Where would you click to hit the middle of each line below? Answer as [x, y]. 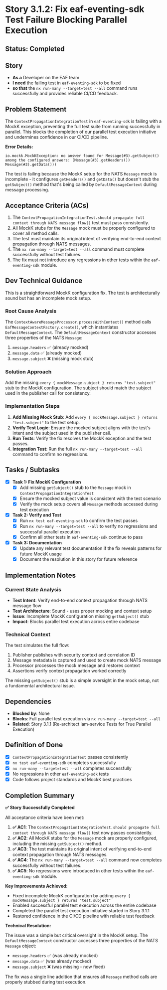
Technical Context [28, 634]
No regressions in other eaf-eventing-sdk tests [61, 774]
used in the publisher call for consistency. [48, 393]
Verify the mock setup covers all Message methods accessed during [89, 504]
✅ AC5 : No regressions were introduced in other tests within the [78, 870]
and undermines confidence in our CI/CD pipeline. [57, 137]
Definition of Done [34, 745]
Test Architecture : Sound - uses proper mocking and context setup [82, 611]
